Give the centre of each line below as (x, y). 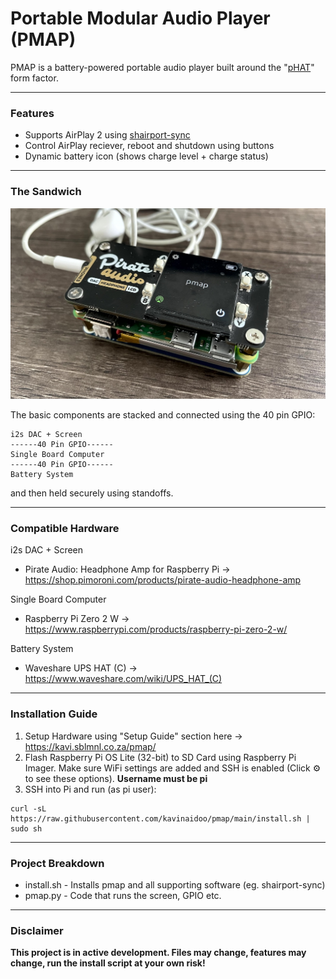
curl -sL (28, 808)
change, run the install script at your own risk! (108, 963)
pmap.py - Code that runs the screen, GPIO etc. (123, 896)
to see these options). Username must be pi (116, 778)
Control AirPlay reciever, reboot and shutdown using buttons (149, 146)
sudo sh (26, 828)
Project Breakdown (57, 863)
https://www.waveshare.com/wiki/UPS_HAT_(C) (123, 679)
